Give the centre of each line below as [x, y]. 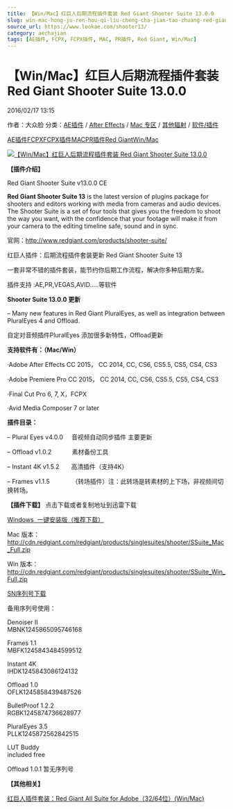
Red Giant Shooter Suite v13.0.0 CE [57, 183]
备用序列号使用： [32, 608]
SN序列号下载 [27, 594]
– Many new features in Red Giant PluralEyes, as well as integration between [116, 313]
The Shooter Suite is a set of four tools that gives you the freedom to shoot [114, 211]
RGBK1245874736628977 [44, 713]
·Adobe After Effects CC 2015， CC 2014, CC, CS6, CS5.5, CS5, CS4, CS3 [112, 365]
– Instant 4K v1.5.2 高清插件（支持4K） [68, 467]
